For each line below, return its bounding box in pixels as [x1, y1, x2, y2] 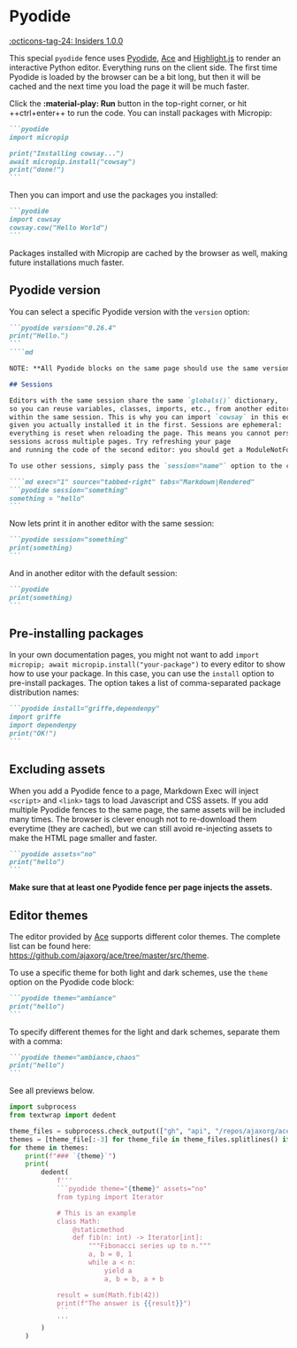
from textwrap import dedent [9, 1110, 117, 1120]
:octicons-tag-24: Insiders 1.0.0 [9, 35, 124, 46]
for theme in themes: [9, 1143, 89, 1152]
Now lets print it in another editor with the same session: [9, 518, 215, 529]
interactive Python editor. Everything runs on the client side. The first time [9, 62, 278, 73]
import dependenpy [9, 721, 77, 730]
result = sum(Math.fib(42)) [56, 1290, 161, 1299]
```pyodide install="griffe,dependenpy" [9, 705, 161, 713]
